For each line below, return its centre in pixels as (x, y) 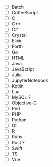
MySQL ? (21, 97)
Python (19, 120)
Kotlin (18, 86)
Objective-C (24, 103)
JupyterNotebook (30, 80)
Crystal (19, 35)
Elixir (17, 41)
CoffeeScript (25, 13)
